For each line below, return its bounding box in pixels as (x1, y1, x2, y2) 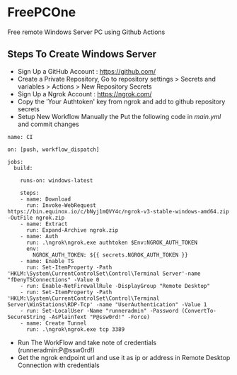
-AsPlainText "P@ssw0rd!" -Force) (48, 313, 151, 320)
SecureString (7, 313, 46, 320)
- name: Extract (20, 220, 69, 228)
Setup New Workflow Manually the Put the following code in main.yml (17, 112, 221, 121)
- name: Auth (20, 233, 59, 240)
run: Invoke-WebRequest (25, 201, 97, 209)
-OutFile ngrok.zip (7, 214, 65, 221)
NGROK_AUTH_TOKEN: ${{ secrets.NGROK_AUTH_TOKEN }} (33, 251, 189, 259)
